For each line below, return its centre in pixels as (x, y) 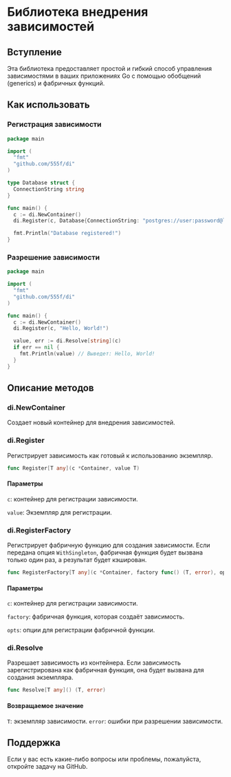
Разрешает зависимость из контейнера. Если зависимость (94, 663)
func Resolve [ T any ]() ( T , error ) (57, 690)
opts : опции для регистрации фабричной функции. (81, 630)
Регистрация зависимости (54, 125)
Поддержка (34, 742)
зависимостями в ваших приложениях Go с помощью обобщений (104, 76)
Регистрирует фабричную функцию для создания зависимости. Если (109, 546)
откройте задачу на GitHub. (47, 767)
